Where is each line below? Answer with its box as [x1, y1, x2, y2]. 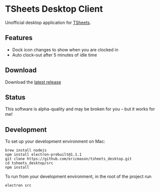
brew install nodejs [5, 148, 47, 153]
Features [5, 34, 33, 42]
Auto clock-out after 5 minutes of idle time [12, 52, 98, 58]
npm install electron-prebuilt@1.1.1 [5, 152, 82, 157]
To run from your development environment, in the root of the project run [5, 173, 152, 179]
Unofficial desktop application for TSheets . [5, 20, 91, 25]
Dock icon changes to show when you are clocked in [12, 46, 119, 52]
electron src [5, 183, 32, 188]
